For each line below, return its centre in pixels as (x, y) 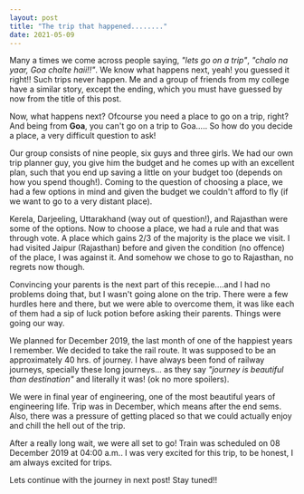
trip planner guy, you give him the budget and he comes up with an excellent (152, 163)
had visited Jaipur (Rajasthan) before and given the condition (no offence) (147, 248)
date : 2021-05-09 (42, 34)
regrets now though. (47, 267)
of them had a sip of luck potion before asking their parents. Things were (145, 314)
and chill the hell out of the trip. (67, 426)
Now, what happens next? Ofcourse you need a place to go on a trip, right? (149, 116)
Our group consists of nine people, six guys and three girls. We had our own (152, 153)
